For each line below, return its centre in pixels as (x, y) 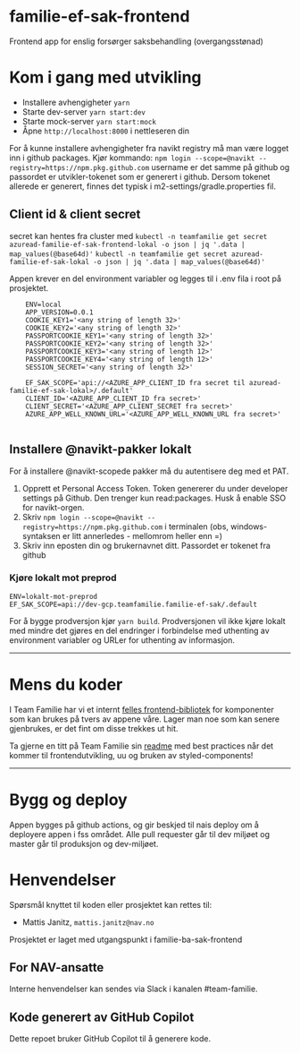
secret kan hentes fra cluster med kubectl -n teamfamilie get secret (138, 235)
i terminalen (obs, (197, 526)
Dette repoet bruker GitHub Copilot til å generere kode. (110, 1039)
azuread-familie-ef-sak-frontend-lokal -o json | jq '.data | (127, 244)
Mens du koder (66, 685)
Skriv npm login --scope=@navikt (83, 517)
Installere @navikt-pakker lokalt (100, 449)
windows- (249, 526)
